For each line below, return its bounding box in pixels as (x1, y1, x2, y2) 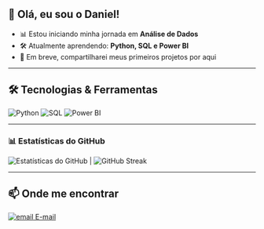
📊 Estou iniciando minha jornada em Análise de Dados (19, 29, 199, 38)
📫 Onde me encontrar (8, 187, 119, 201)
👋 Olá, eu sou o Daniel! (8, 8, 120, 21)
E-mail (35, 212, 57, 221)
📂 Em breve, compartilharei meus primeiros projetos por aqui (19, 52, 217, 61)
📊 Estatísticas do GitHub (8, 135, 105, 146)
